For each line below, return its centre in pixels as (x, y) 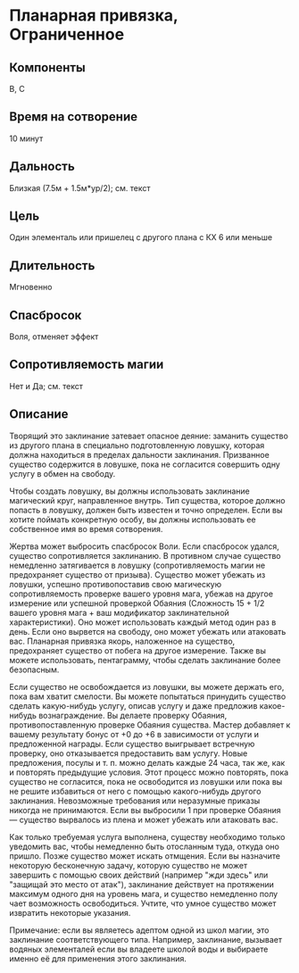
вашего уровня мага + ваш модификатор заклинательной (119, 612)
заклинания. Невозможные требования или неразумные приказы (135, 801)
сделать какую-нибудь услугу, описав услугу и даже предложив (133, 705)
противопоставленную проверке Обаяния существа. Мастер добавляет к (150, 725)
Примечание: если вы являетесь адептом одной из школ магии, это (139, 930)
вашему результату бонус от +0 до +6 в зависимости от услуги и (134, 734)
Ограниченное (67, 34)
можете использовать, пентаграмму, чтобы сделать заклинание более (145, 660)
